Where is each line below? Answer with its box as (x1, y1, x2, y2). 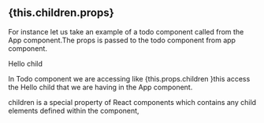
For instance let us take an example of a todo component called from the (8, 27, 244, 36)
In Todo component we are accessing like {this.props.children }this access (8, 74, 251, 83)
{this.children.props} (8, 6, 114, 20)
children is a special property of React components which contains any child (8, 97, 257, 107)
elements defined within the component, (8, 106, 139, 115)
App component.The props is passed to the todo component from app (8, 35, 236, 45)
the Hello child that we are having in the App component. (8, 82, 193, 92)
